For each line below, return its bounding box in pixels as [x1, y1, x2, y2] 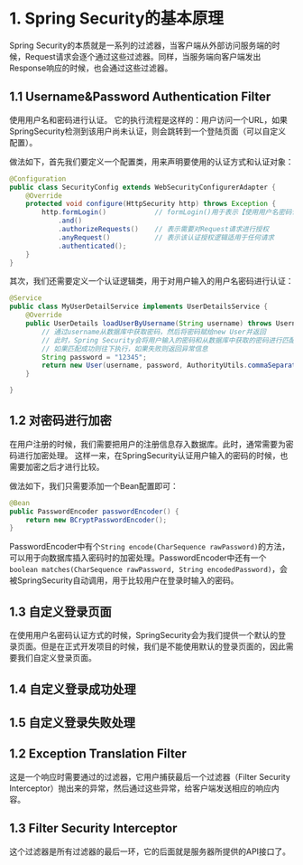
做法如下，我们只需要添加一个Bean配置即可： [9, 480, 179, 491]
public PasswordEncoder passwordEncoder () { [9, 507, 179, 516]
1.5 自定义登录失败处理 [9, 715, 135, 730]
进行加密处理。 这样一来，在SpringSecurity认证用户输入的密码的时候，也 [16, 449, 289, 461]
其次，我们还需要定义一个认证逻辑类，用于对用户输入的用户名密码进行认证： [9, 276, 294, 287]
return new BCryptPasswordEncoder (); [25, 515, 168, 524]
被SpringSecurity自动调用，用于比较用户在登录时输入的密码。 [9, 575, 239, 586]
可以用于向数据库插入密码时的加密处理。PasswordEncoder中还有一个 [9, 552, 267, 563]
